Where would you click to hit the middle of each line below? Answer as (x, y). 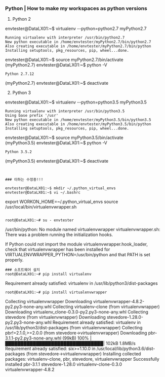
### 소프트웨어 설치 (23, 270)
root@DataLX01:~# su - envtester (40, 220)
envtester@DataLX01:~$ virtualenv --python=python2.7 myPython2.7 (76, 29)
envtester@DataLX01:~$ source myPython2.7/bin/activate (64, 60)
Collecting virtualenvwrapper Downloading (49, 302)
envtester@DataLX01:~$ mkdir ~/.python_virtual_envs (61, 188)
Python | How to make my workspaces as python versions (76, 8)
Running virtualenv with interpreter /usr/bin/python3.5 (65, 111)
